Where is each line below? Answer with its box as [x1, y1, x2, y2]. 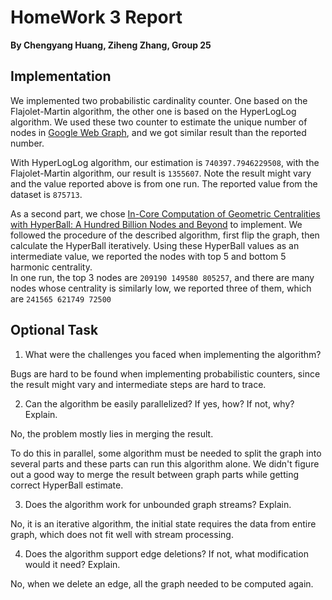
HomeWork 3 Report [10, 6, 183, 29]
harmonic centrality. [10, 261, 93, 273]
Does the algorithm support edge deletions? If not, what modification [24, 547, 309, 560]
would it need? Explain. [24, 558, 121, 570]
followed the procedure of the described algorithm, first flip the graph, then [10, 229, 320, 241]
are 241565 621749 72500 [10, 292, 112, 305]
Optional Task [10, 322, 99, 339]
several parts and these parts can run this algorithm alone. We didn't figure [10, 457, 320, 470]
